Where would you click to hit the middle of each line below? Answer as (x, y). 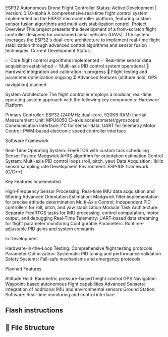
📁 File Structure (30, 327)
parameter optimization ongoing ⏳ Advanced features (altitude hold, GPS (81, 77)
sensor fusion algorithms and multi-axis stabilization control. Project (76, 24)
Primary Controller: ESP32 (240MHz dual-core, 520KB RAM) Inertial (76, 115)
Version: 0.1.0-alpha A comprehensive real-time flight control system (76, 13)
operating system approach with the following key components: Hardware (82, 100)
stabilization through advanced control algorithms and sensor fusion (76, 45)
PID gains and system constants (61, 229)
